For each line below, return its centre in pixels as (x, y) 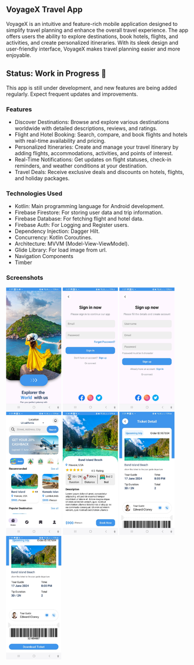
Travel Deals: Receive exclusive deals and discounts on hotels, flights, (99, 172)
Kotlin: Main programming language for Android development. (89, 206)
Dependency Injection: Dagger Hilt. (57, 231)
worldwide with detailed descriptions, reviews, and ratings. (86, 128)
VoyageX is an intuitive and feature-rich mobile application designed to (92, 24)
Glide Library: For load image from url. (61, 250)
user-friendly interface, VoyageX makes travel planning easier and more (93, 49)
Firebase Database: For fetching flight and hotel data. (79, 219)
